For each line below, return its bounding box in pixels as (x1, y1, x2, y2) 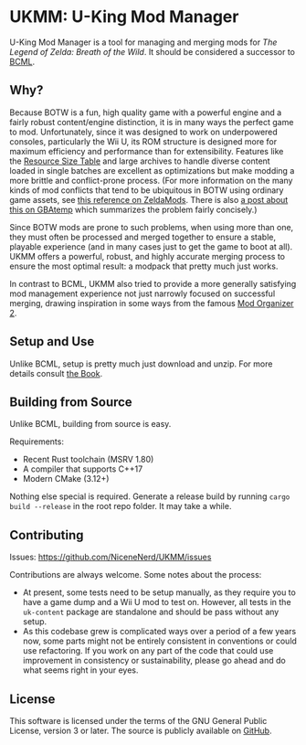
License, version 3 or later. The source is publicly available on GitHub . (9, 725, 272, 736)
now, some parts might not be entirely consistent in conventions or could (22, 635, 297, 646)
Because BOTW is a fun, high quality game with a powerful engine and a (9, 107, 282, 118)
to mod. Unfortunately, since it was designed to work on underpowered (9, 126, 279, 137)
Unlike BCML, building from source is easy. (9, 419, 172, 430)
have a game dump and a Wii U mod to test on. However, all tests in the (22, 597, 291, 608)
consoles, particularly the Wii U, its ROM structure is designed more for (9, 135, 278, 147)
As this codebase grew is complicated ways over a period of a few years (22, 626, 297, 637)
